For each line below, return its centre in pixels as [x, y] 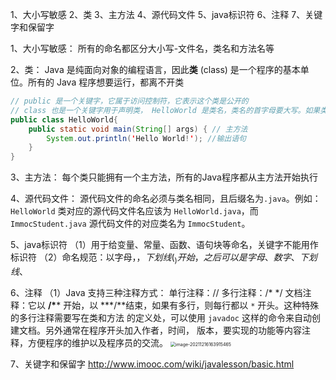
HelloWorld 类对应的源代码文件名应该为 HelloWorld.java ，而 [134, 211]
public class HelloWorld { [64, 119]
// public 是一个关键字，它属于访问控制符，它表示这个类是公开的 [129, 101]
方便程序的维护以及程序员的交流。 [97, 342]
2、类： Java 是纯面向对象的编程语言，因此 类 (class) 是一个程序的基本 [155, 69]
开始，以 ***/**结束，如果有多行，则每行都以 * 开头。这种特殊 [191, 305]
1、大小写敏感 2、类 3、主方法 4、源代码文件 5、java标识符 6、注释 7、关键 [166, 14]
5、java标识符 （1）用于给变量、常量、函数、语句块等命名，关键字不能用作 [164, 245]
